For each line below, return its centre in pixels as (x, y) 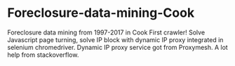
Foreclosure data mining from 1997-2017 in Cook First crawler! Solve (106, 32)
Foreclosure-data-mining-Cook (101, 13)
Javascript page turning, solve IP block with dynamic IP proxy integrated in (115, 39)
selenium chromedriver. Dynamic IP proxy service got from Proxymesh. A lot (117, 47)
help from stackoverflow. (43, 55)
